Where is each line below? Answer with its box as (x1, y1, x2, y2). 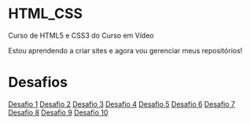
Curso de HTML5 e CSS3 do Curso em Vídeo (8, 31, 155, 40)
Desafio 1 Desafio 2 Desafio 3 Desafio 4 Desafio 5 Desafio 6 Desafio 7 (8, 99, 236, 108)
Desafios (8, 74, 68, 91)
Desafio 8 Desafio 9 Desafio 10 (8, 108, 108, 117)
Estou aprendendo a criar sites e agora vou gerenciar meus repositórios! (8, 46, 243, 55)
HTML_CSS (8, 5, 83, 23)
